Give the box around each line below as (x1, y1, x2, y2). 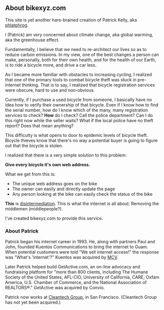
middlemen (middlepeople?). (5, 206, 63, 211)
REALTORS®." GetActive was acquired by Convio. (5, 284, 105, 291)
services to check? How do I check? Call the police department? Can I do (5, 112, 153, 118)
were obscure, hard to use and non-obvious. (5, 87, 95, 93)
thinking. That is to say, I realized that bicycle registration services (22, 82, 155, 88)
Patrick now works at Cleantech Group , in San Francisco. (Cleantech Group (5, 294, 157, 300)
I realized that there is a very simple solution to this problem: (5, 152, 127, 158)
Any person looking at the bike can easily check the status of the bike (12, 191, 153, 197)
